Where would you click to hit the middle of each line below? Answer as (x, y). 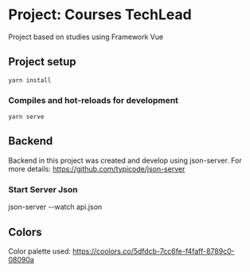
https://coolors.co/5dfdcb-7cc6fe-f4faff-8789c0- (154, 251)
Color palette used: (40, 251)
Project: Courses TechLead (100, 15)
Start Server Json (43, 189)
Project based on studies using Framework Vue (86, 37)
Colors (25, 232)
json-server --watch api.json (55, 207)
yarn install (30, 80)
